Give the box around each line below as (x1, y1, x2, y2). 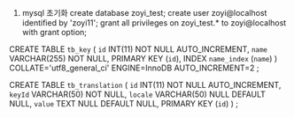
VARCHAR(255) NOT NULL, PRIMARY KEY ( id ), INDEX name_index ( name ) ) (9, 54, 278, 63)
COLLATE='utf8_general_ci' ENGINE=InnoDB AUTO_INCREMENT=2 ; (9, 62, 259, 73)
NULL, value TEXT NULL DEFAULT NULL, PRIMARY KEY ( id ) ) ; (9, 99, 239, 108)
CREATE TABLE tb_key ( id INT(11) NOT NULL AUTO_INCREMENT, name (9, 44, 268, 55)
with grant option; (21, 27, 87, 37)
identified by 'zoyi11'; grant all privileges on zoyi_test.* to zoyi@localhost (21, 18, 287, 28)
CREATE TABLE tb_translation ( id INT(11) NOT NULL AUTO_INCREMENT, (9, 80, 282, 90)
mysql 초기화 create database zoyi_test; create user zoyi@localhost (21, 8, 267, 18)
